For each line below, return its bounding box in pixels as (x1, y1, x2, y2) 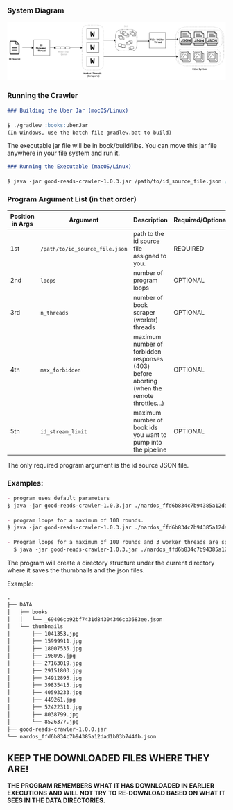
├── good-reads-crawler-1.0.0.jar (7, 725, 107, 733)
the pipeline (132, 445, 167, 454)
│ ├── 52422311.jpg (7, 704, 82, 711)
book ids (132, 423, 158, 432)
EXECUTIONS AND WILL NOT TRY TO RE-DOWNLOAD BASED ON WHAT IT (7, 789, 225, 797)
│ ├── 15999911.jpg (7, 638, 82, 645)
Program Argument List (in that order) (7, 195, 137, 204)
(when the (132, 384, 163, 392)
